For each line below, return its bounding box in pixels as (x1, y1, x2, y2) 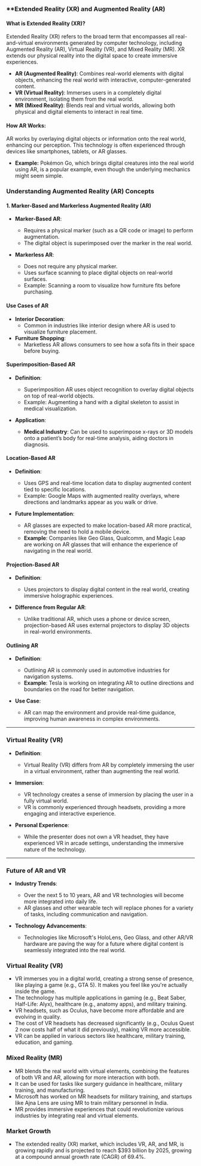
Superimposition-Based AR (6, 361, 76, 368)
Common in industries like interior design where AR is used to (23, 322, 176, 329)
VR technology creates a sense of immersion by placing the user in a (23, 791, 193, 798)
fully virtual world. (23, 797, 69, 804)
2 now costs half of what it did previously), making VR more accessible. (14, 1026, 191, 1033)
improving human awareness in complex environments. (23, 715, 160, 723)
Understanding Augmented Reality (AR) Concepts (6, 187, 154, 196)
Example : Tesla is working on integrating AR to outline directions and (23, 679, 194, 687)
